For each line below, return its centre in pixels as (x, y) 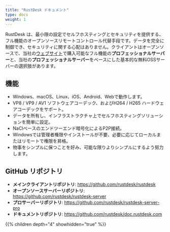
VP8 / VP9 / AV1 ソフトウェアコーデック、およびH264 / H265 (77, 103)
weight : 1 (16, 19)
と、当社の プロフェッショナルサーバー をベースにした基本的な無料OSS (83, 60)
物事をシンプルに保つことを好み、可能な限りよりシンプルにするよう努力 (88, 147)
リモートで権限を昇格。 (46, 141)
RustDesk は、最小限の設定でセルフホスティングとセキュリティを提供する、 (84, 34)
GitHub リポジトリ (34, 171)
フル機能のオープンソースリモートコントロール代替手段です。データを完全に (85, 41)
